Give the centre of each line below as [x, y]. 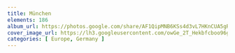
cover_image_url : [33, 33]
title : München [29, 13]
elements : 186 [28, 20]
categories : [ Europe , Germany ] [56, 39]
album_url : [23, 26]
